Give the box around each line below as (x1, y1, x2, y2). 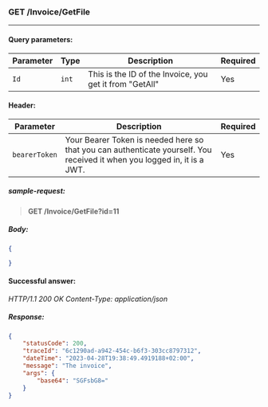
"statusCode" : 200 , (22, 339, 88, 348)
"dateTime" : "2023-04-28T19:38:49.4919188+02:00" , (22, 354, 195, 362)
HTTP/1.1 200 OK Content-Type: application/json (8, 294, 168, 303)
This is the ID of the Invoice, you (87, 68, 208, 80)
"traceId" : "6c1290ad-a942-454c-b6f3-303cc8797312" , (22, 347, 202, 355)
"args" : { (22, 369, 56, 377)
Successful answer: (8, 276, 76, 285)
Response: (8, 312, 45, 322)
